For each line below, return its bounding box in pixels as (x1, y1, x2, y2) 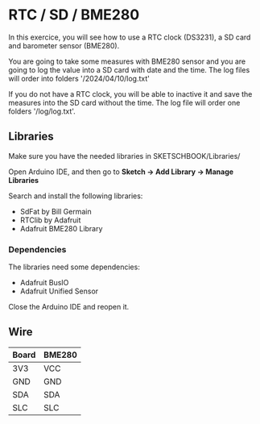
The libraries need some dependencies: (8, 262, 141, 272)
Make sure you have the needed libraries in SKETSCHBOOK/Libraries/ (8, 151, 241, 160)
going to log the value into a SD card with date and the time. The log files (8, 64, 250, 74)
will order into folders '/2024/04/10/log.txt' (8, 73, 151, 83)
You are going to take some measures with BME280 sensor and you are (8, 56, 246, 66)
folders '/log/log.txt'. (8, 106, 76, 116)
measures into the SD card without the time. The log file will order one (8, 98, 241, 107)
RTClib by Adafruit (19, 215, 81, 225)
